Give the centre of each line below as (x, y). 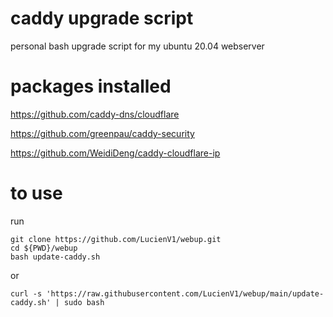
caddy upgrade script (102, 18)
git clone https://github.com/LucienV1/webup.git (116, 239)
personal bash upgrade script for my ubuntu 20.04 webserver (137, 46)
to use (36, 193)
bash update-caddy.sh (55, 257)
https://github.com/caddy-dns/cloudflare (95, 114)
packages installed (91, 86)
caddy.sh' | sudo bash (57, 302)
